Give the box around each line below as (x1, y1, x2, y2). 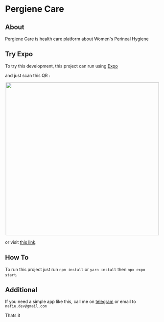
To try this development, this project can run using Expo (5, 63, 118, 69)
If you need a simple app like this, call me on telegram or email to (5, 299, 136, 304)
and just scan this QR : (5, 72, 50, 78)
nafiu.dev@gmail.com (5, 304, 47, 309)
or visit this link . (5, 239, 37, 245)
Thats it (5, 312, 21, 319)
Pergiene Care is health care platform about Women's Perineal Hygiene (5, 36, 149, 42)
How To (5, 253, 29, 262)
